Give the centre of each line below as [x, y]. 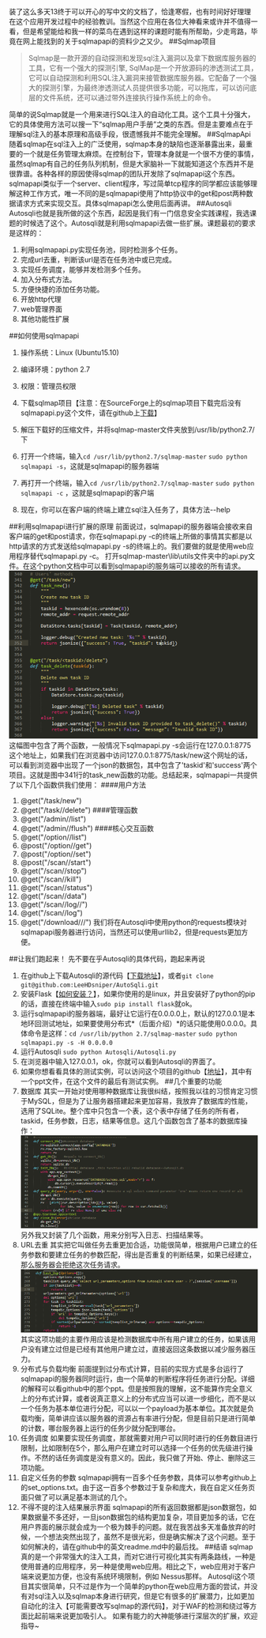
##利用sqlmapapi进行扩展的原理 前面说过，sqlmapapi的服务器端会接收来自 [131, 526]
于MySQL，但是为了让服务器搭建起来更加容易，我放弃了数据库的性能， [136, 1100]
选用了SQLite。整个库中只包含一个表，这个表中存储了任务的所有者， [131, 1111]
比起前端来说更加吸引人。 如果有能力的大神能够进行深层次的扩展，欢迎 [142, 1616]
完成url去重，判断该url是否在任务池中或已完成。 [98, 260]
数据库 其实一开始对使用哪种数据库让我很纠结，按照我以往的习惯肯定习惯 [139, 1091]
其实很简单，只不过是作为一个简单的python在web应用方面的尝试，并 [139, 1587]
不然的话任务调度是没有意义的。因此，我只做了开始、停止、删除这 [142, 1458]
